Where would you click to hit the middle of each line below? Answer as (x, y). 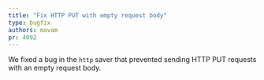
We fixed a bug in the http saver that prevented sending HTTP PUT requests (132, 60)
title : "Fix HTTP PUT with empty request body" (88, 15)
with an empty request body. (55, 68)
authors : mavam (33, 30)
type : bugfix (30, 23)
